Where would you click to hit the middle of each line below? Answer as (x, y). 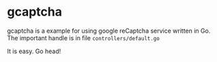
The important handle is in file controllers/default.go (84, 37)
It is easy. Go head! (34, 51)
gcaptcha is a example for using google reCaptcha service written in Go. (109, 31)
